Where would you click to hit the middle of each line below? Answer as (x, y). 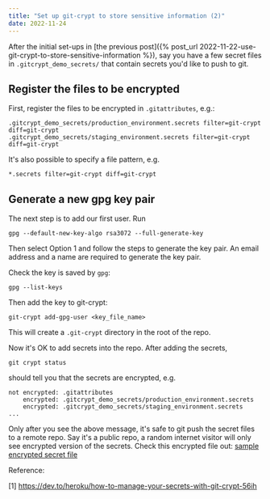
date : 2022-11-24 (37, 23)
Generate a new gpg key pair (82, 199)
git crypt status (37, 363)
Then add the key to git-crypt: (58, 302)
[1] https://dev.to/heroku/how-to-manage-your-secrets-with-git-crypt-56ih (133, 486)
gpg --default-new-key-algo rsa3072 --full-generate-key (106, 234)
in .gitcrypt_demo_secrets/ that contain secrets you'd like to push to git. (129, 63)
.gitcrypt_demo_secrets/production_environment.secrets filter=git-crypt (135, 123)
